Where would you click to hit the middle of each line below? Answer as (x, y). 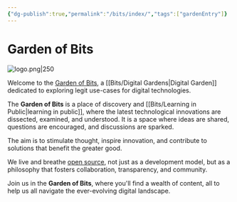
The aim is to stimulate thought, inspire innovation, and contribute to (107, 140)
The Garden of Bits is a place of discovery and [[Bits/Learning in (102, 104)
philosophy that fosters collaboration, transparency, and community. (107, 169)
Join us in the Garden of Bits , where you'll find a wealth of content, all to (114, 183)
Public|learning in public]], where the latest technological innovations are (114, 112)
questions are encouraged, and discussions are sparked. (91, 127)
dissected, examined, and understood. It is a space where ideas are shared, (118, 119)
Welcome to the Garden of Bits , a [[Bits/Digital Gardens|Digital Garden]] (112, 83)
